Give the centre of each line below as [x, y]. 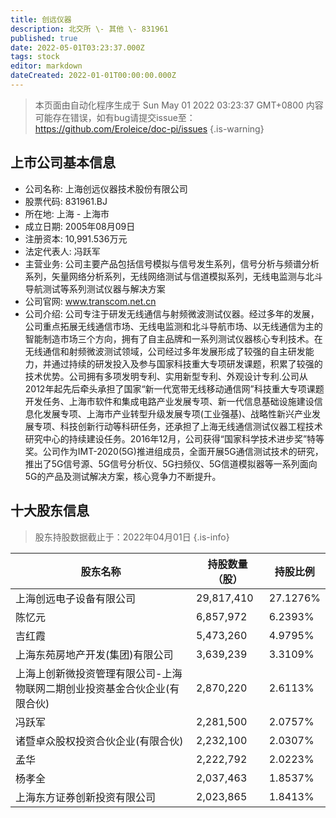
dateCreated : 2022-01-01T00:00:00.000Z [93, 76]
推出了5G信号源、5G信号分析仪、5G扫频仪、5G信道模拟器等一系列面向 [171, 463]
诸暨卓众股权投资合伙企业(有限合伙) [99, 741]
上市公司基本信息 [63, 162]
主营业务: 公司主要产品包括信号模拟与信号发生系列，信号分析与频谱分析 [172, 263]
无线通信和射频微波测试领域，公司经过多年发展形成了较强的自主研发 [165, 351]
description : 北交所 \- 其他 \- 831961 [89, 29]
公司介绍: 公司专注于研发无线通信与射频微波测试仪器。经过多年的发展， [172, 313]
